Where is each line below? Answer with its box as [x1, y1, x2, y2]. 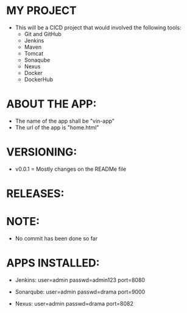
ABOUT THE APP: [6, 97, 97, 111]
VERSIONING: [6, 145, 77, 159]
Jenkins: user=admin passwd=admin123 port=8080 [15, 276, 145, 284]
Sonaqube [24, 56, 51, 63]
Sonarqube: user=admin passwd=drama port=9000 [15, 288, 146, 295]
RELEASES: [6, 187, 65, 200]
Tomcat [24, 49, 44, 57]
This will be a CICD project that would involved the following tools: [15, 24, 182, 31]
